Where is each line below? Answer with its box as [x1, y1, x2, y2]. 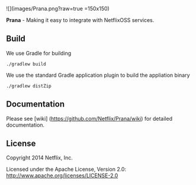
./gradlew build [6, 61, 46, 67]
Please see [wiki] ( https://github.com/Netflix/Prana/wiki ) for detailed [6, 115, 173, 122]
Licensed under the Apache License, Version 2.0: [6, 166, 126, 173]
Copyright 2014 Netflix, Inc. [6, 154, 73, 161]
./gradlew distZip [6, 83, 52, 89]
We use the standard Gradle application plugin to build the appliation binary [6, 71, 191, 79]
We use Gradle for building [6, 49, 72, 57]
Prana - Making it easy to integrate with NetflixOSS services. [6, 17, 155, 23]
